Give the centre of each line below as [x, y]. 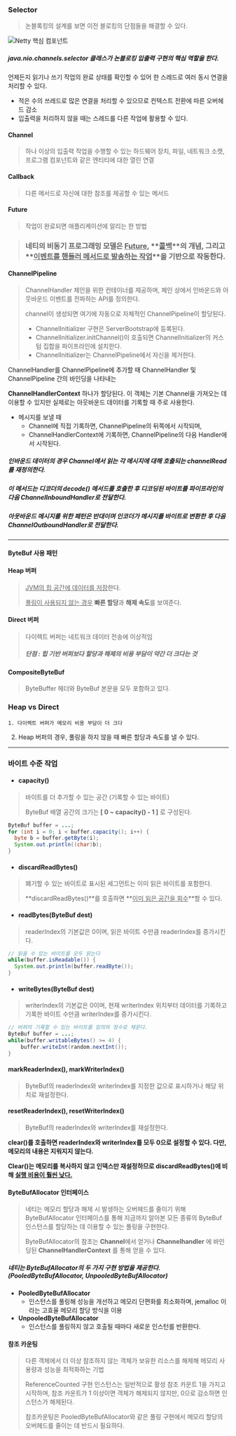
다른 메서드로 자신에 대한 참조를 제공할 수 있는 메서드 [97, 193]
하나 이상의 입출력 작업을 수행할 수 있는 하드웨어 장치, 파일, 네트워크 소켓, [125, 151]
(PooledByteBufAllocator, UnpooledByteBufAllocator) [88, 1275]
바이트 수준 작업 [33, 764]
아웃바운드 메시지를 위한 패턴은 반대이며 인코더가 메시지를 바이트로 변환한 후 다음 [117, 516]
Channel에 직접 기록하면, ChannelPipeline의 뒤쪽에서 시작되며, [115, 426]
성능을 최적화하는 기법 [74, 1369]
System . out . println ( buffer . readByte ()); [74, 967]
